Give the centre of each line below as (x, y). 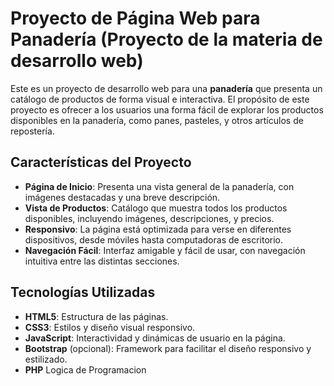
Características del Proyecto (101, 162)
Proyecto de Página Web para (135, 18)
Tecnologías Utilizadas (83, 292)
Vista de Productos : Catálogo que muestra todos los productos (156, 208)
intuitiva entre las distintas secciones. (102, 261)
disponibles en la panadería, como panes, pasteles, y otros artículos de (157, 120)
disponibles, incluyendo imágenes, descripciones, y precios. (149, 218)
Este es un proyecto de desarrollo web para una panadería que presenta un (166, 88)
